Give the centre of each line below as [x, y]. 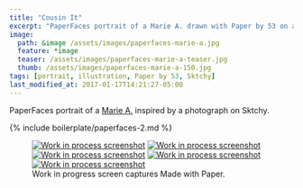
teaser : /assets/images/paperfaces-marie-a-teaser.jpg [123, 59]
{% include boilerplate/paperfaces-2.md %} [91, 128]
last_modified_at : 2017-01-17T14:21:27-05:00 [96, 85]
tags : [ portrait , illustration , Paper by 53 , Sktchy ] [113, 76]
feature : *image [48, 51]
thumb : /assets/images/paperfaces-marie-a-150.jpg [115, 68]
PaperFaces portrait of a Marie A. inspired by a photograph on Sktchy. [140, 110]
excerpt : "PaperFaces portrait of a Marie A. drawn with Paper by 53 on [149, 26]
